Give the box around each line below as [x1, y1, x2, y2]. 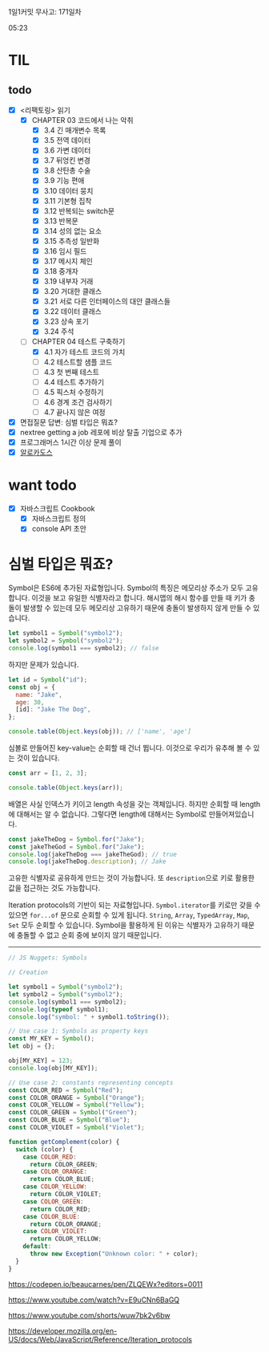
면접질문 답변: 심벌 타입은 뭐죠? [19, 417, 118, 427]
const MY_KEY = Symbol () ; [8, 1035, 94, 1043]
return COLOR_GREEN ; [29, 1160, 98, 1168]
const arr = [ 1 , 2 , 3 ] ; [8, 769, 88, 777]
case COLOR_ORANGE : [22, 1167, 88, 1176]
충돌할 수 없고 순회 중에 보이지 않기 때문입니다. [16, 931, 163, 940]
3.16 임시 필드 [43, 246, 87, 255]
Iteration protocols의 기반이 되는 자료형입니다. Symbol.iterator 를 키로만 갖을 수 [8, 900, 262, 910]
